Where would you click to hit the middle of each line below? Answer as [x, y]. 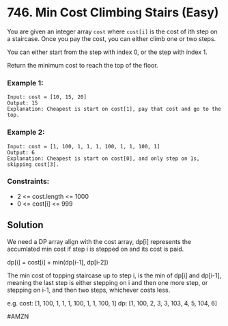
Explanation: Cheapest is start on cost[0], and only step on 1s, [103, 159]
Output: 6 [21, 152]
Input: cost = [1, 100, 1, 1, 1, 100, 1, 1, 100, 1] [84, 146]
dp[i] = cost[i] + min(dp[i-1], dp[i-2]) [58, 262]
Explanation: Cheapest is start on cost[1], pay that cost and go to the [114, 109]
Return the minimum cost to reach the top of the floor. [83, 65]
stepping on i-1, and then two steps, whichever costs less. [89, 290]
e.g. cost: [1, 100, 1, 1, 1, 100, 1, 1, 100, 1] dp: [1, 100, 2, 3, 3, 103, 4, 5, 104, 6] [112, 303]
